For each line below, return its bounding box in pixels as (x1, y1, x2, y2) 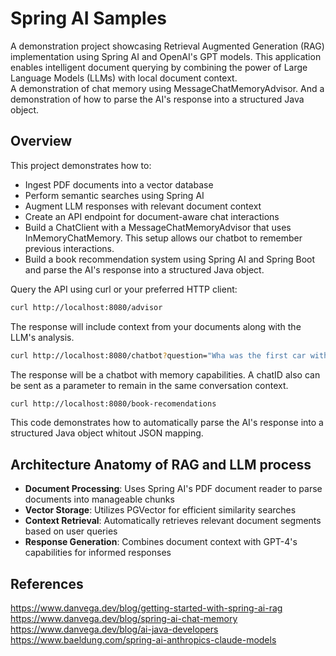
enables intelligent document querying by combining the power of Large (10, 61, 308, 73)
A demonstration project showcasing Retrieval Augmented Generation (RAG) (10, 40, 325, 52)
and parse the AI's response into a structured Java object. (24, 263, 265, 276)
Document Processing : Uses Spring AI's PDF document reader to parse (24, 483, 323, 495)
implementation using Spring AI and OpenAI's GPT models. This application (10, 50, 322, 62)
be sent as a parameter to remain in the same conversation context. (10, 379, 289, 391)
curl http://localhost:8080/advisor (10, 302, 163, 312)
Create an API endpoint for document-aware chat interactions (24, 210, 280, 222)
